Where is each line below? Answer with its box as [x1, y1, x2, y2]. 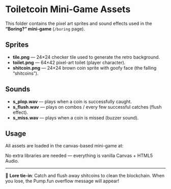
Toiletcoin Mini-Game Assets [5, 4, 131, 15]
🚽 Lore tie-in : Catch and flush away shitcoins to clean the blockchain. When [5, 173, 164, 179]
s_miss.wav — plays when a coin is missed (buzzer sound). [12, 114, 139, 120]
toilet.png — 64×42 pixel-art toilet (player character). [12, 59, 126, 66]
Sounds [5, 85, 31, 93]
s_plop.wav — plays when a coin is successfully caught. [12, 98, 132, 105]
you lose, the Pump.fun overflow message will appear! [5, 178, 120, 184]
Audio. [5, 158, 19, 164]
